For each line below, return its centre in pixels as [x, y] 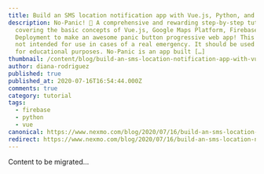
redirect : [24, 139]
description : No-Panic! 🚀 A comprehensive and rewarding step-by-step [126, 23]
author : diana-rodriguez [49, 67]
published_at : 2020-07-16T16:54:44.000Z [75, 81]
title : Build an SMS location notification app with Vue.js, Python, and [132, 15]
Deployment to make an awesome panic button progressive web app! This [135, 37]
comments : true [33, 88]
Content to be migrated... [49, 161]
